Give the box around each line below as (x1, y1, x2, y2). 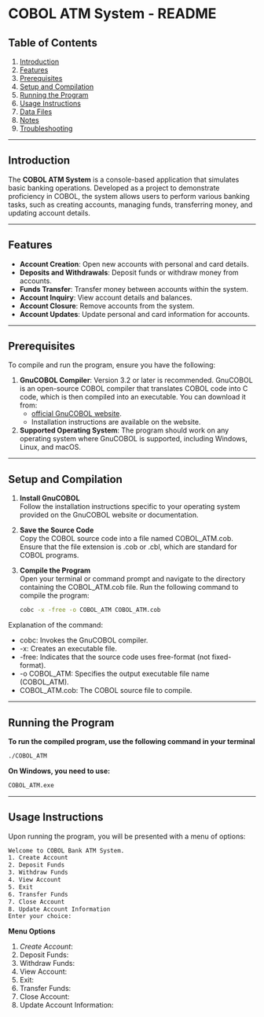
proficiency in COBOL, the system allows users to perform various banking (8, 191, 250, 201)
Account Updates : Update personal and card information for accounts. (19, 309, 250, 319)
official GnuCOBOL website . (31, 409, 122, 418)
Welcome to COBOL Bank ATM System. (8, 846, 125, 854)
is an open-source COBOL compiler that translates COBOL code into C (19, 384, 248, 393)
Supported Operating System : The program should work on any (19, 426, 229, 435)
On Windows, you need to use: (8, 766, 111, 776)
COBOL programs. (19, 551, 79, 560)
